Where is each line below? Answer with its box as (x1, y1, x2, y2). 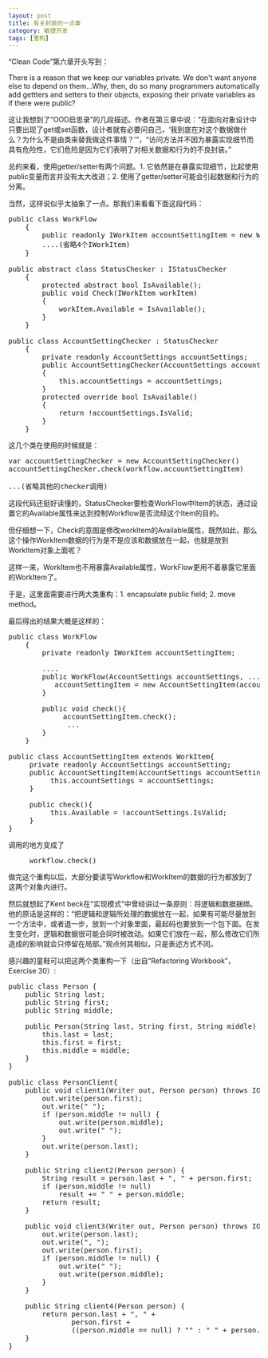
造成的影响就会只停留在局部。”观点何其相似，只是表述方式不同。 (8, 939, 218, 949)
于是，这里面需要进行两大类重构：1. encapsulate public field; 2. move (8, 589, 236, 599)
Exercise (8, 966, 37, 976)
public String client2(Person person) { (25, 1166, 186, 1175)
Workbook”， (191, 956, 235, 966)
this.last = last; (41, 1030, 114, 1039)
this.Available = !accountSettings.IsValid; (50, 808, 227, 818)
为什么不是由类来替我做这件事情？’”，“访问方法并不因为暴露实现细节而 (22, 135, 254, 145)
